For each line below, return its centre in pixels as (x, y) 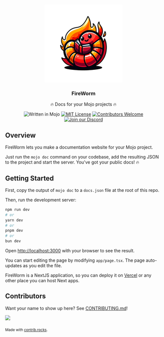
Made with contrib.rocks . (27, 330)
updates (14, 266)
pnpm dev (14, 231)
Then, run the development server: (41, 200)
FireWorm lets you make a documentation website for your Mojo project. (79, 147)
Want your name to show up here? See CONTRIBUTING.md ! (67, 308)
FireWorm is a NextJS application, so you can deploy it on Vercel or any (78, 275)
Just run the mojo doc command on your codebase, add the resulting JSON (82, 157)
